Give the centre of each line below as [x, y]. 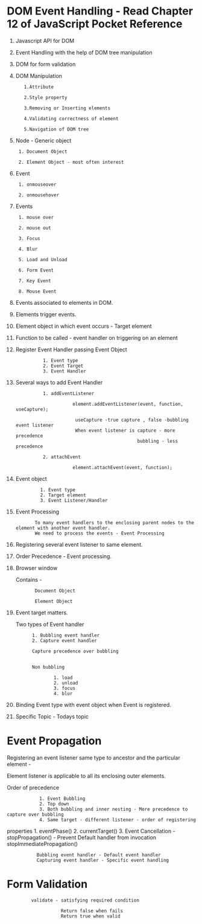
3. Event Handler [64, 371]
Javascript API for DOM [45, 41]
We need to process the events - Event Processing [99, 533]
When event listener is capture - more [125, 431]
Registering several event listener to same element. [79, 544]
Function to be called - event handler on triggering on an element [96, 337]
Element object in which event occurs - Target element [84, 326]
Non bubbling [48, 667]
